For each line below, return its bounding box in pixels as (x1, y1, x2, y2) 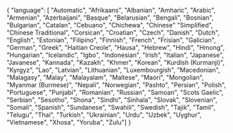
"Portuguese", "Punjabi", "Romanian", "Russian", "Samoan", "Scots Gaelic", (6, 88, 224, 96)
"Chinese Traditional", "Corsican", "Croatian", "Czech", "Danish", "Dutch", (6, 28, 220, 37)
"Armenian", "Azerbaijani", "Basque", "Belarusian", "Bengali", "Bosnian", (6, 13, 214, 22)
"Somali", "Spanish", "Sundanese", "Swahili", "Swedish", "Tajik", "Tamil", (6, 103, 216, 111)
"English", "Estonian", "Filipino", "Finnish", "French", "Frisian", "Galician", (6, 36, 216, 44)
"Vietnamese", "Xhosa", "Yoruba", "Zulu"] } (6, 118, 132, 126)
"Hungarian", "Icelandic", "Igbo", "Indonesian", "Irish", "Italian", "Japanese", (6, 51, 225, 59)
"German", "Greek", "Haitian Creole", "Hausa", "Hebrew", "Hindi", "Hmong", (6, 44, 225, 51)
